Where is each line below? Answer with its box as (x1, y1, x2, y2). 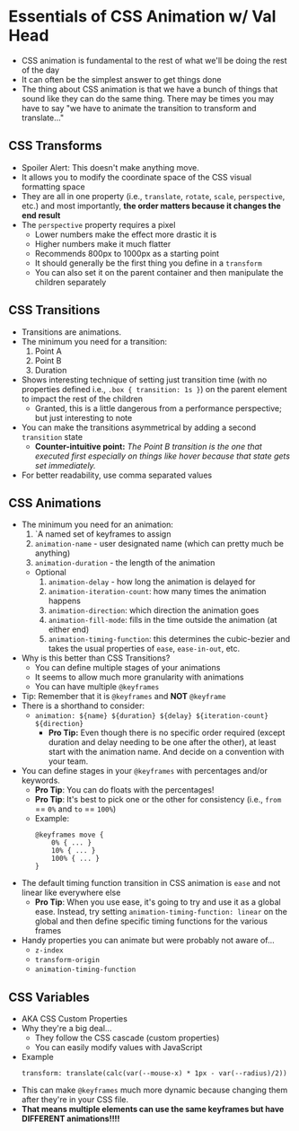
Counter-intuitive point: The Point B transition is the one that (34, 441, 262, 452)
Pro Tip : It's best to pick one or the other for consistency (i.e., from (34, 794, 282, 805)
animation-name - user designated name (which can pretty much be (34, 539, 285, 549)
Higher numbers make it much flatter (34, 238, 171, 249)
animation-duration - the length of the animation (34, 557, 215, 568)
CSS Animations (8, 495, 101, 511)
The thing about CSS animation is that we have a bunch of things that (21, 83, 278, 94)
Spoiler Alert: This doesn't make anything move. (21, 162, 199, 172)
